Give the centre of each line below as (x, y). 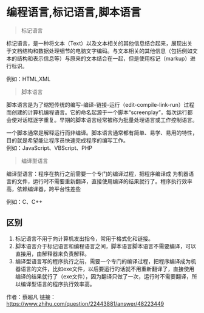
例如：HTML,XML (29, 79)
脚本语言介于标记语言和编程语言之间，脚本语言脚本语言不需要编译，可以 (105, 246)
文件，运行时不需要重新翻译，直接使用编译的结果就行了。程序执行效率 (104, 181)
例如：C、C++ (24, 201)
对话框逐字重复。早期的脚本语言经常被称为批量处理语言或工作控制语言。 (107, 119)
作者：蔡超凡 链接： (31, 297)
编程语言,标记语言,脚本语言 (74, 12)
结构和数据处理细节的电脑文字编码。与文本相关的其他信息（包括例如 (107, 51)
